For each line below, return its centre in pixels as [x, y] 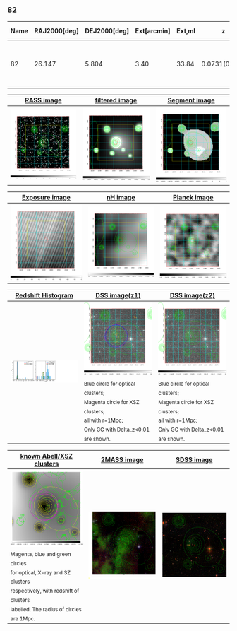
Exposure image [46, 197]
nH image [121, 197]
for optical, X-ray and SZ [41, 573]
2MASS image [122, 460]
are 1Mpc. [23, 619]
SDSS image [194, 460]
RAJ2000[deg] [56, 31]
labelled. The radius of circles [46, 609]
